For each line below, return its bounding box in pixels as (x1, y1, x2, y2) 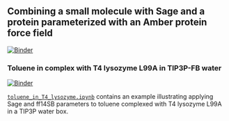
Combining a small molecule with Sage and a (7, 6, 205, 17)
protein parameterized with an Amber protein (7, 17, 207, 29)
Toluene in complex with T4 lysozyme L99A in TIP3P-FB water (7, 63, 222, 72)
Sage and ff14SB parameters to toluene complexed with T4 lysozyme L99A (7, 100, 222, 108)
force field (7, 27, 54, 39)
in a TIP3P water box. (7, 107, 69, 115)
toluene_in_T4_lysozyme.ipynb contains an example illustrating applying (7, 92, 214, 101)
